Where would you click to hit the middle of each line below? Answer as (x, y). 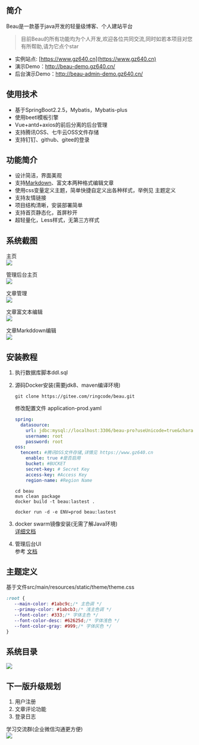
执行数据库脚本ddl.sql (41, 372)
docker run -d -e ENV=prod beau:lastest (65, 512)
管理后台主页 (22, 275)
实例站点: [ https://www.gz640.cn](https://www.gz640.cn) (85, 59)
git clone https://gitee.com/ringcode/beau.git (75, 397)
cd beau (24, 491)
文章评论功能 (30, 709)
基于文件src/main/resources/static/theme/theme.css (70, 587)
